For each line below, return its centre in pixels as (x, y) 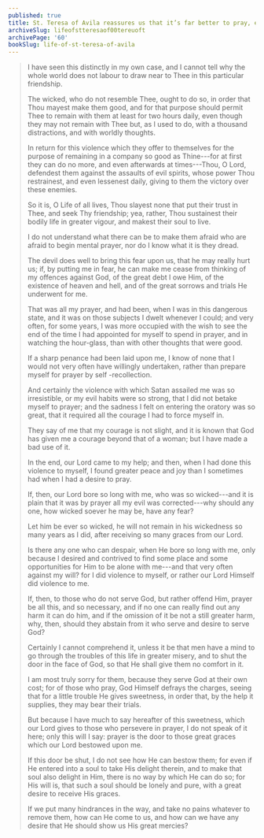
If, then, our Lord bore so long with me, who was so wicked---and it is (140, 495)
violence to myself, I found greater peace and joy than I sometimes (135, 471)
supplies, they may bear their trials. (84, 705)
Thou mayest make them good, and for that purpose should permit (135, 108)
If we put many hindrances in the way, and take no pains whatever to (139, 809)
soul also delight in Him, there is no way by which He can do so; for (136, 777)
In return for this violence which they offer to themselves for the (130, 148)
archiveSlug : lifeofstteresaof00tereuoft (77, 30)
